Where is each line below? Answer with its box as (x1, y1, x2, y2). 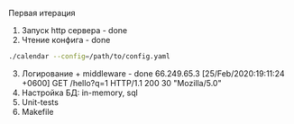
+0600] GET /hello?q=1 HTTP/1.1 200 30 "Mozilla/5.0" (21, 77, 222, 88)
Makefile (21, 106, 54, 117)
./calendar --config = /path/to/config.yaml (8, 52, 170, 61)
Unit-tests (21, 96, 60, 107)
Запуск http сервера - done (21, 25, 128, 35)
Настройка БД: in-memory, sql (21, 87, 139, 98)
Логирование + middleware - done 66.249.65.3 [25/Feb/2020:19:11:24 (21, 67, 285, 79)
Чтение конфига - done (21, 35, 111, 45)
